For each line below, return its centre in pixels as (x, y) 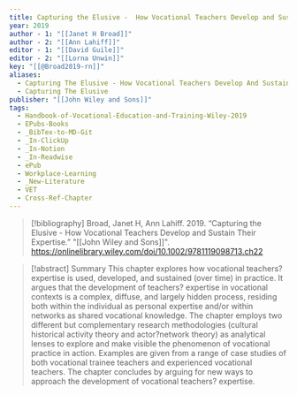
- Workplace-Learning (57, 173)
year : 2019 (29, 26)
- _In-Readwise (45, 157)
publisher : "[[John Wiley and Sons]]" (80, 99)
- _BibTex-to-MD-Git (55, 133)
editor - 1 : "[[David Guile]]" (67, 50)
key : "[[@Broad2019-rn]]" (57, 67)
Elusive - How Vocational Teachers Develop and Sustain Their (143, 232)
